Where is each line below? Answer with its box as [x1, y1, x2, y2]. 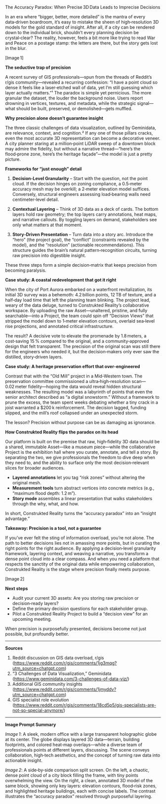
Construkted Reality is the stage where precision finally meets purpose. [5, 567, 151, 572]
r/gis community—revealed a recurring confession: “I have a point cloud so [5, 79, 158, 85]
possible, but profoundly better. [5, 631, 69, 637]
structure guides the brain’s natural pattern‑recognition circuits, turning [12, 247, 157, 253]
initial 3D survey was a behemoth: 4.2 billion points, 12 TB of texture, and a [5, 292, 157, 297]
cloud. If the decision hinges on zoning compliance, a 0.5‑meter [12, 181, 142, 187]
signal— [137, 100, 154, 106]
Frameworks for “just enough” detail [5, 166, 82, 172]
